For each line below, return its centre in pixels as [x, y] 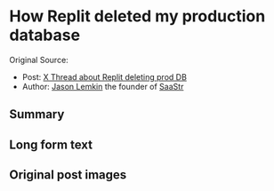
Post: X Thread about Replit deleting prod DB [104, 76]
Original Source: [39, 60]
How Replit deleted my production [137, 16]
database [45, 35]
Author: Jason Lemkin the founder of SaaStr [103, 86]
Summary [37, 114]
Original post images [68, 175]
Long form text [51, 144]
